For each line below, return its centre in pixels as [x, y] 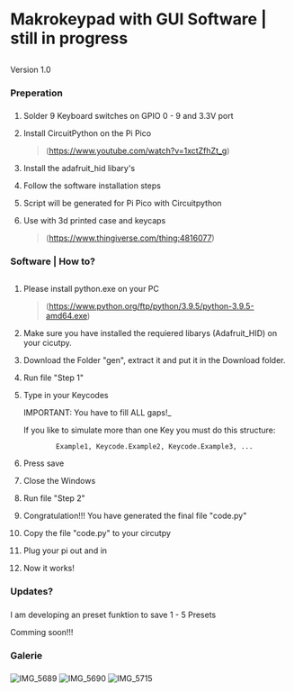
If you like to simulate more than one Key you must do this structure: [149, 430]
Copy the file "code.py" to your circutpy [97, 533]
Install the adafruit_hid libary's [79, 168]
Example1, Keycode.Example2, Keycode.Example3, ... [155, 446]
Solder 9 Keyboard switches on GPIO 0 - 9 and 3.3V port [128, 116]
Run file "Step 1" [53, 378]
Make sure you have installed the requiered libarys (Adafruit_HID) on [150, 332]
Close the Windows [59, 480]
